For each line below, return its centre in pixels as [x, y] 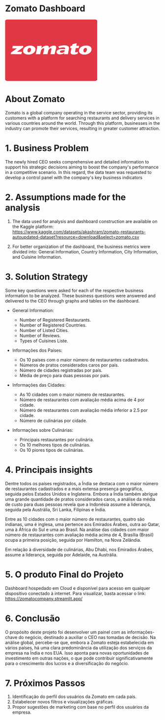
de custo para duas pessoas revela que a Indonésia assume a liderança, [78, 504]
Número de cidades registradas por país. [61, 370]
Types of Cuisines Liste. [44, 341]
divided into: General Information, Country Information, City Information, [85, 251]
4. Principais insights [49, 470]
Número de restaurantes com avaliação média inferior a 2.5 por [84, 410]
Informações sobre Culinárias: [43, 430]
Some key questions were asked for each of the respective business [74, 290]
